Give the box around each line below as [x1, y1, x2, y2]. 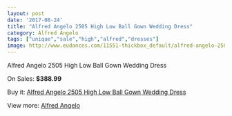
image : [7, 42, 26, 49]
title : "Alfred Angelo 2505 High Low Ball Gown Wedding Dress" [7, 23, 193, 30]
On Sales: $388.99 [7, 75, 62, 83]
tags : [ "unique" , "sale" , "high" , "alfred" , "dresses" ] [7, 36, 159, 43]
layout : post [7, 10, 45, 17]
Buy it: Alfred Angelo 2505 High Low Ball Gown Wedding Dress [7, 88, 186, 96]
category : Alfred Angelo [7, 29, 79, 37]
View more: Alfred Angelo [7, 101, 81, 109]
